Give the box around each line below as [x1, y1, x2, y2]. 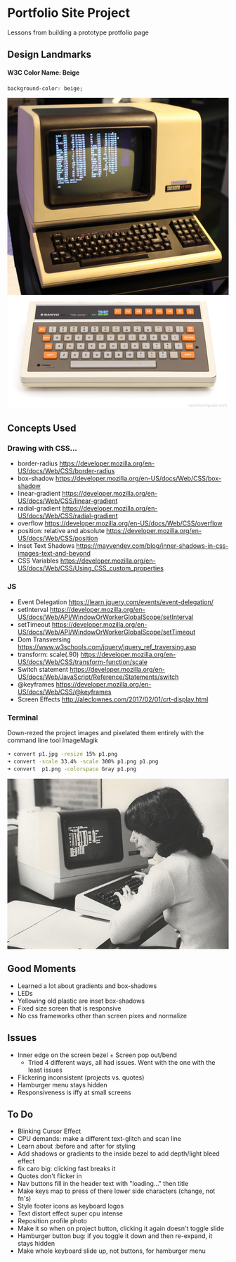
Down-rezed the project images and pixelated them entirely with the [7, 728, 204, 737]
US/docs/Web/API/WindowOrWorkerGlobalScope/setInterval [17, 613, 194, 621]
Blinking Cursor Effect [17, 1127, 81, 1135]
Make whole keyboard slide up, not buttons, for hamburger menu [17, 1247, 206, 1255]
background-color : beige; [7, 85, 83, 92]
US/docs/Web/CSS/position [17, 534, 98, 543]
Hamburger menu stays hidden [17, 1080, 107, 1089]
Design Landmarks [7, 49, 91, 61]
